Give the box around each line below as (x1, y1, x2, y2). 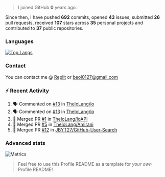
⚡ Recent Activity (5, 87, 50, 94)
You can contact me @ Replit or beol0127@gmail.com (5, 74, 119, 80)
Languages (5, 38, 34, 45)
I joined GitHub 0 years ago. (17, 5, 77, 10)
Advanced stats (5, 139, 45, 146)
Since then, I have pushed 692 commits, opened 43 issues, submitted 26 (5, 14, 160, 20)
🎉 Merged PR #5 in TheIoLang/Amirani (12, 121, 93, 127)
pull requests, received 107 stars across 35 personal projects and (5, 20, 143, 26)
